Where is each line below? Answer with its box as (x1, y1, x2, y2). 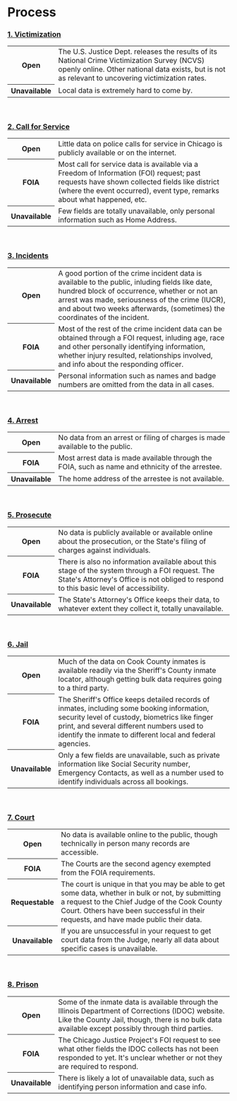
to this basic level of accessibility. (58, 583, 169, 593)
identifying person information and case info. (58, 1082, 207, 1092)
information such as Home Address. (58, 215, 177, 225)
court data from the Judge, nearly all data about (61, 935, 219, 945)
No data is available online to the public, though (61, 830, 218, 840)
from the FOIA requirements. (61, 868, 155, 878)
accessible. (61, 847, 99, 857)
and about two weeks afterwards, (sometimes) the (58, 303, 226, 313)
